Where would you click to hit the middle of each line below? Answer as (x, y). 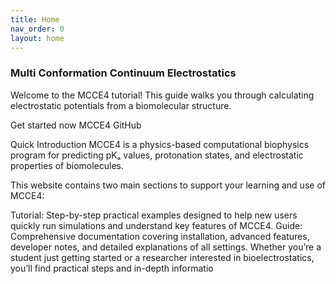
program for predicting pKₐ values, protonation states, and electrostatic (157, 155)
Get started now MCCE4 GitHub (76, 125)
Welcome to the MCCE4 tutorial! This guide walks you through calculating (162, 95)
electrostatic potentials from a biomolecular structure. (121, 105)
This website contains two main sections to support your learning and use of (168, 185)
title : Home (35, 19)
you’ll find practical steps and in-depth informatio (112, 268)
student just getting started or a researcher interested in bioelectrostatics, (162, 257)
